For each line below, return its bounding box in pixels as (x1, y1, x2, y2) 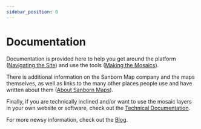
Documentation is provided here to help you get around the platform (6, 55, 176, 62)
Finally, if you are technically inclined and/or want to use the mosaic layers (6, 98, 192, 105)
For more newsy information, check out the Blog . (6, 116, 128, 123)
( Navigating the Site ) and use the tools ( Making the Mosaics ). (6, 61, 159, 68)
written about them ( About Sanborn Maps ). (6, 86, 114, 93)
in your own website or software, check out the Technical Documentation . (6, 104, 191, 111)
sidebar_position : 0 (6, 8, 59, 15)
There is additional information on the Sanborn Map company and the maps (6, 73, 195, 81)
